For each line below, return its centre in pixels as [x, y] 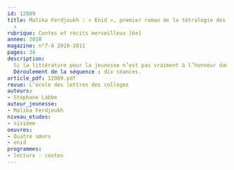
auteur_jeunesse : [32, 104]
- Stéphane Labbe [32, 98]
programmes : [24, 149]
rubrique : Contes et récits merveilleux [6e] [74, 33]
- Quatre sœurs [29, 136]
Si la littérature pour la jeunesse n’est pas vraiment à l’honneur [115, 65]
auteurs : [20, 91]
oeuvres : [20, 130]
